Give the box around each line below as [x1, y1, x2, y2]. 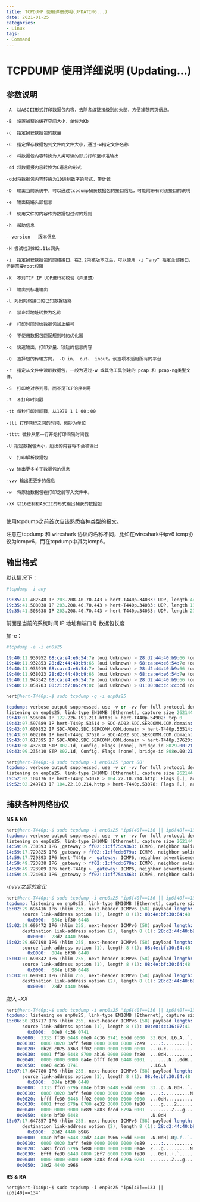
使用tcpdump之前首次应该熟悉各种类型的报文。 [6, 518, 122, 525]
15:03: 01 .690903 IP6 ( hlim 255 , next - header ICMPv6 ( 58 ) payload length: [6, 972, 193, 978]
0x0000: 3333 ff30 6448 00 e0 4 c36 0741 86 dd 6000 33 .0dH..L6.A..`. [17, 1034, 193, 1041]
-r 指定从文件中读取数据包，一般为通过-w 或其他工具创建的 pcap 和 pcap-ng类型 [6, 367, 186, 373]
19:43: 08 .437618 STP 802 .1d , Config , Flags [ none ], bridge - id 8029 [6, 743, 177, 749]
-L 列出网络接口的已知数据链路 [6, 298, 73, 304]
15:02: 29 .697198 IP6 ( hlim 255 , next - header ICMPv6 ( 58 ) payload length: [6, 939, 193, 945]
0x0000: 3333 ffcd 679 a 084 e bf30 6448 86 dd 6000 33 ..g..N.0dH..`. [17, 1084, 193, 1090]
